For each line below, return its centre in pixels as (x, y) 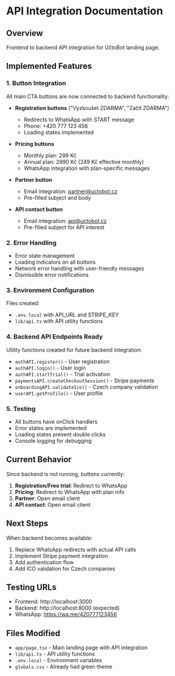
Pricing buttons (34, 144)
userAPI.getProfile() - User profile (59, 393)
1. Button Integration (36, 83)
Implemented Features (49, 66)
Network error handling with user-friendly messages (79, 268)
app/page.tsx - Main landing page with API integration (81, 648)
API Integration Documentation (85, 11)
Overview (25, 33)
